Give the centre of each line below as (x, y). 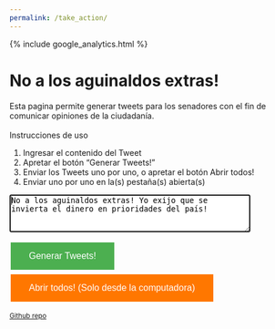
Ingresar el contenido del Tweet (82, 152)
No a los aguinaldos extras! (114, 81)
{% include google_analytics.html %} (79, 44)
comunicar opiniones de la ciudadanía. (82, 116)
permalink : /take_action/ (58, 18)
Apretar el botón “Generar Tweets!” (89, 162)
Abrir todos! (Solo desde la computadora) (112, 287)
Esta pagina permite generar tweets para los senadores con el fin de (138, 106)
